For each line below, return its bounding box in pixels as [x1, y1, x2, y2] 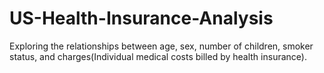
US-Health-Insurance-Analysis [9, 7, 274, 30]
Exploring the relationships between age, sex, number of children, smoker [9, 40, 314, 52]
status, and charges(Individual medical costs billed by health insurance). [9, 50, 307, 62]
